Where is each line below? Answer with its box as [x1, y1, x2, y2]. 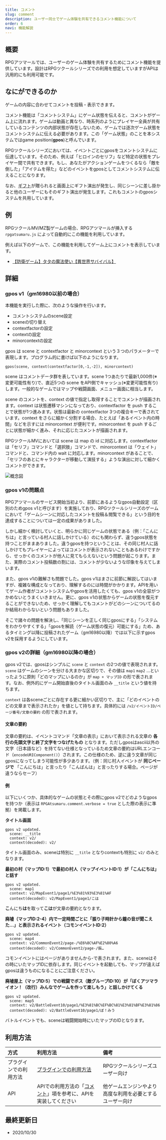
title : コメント [5, 7, 36, 12]
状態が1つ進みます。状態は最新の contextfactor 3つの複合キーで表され [13, 409, 156, 415]
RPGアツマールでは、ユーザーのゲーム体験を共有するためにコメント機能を [5, 59, 157, 65]
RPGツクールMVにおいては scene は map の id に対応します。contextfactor [5, 438, 158, 444]
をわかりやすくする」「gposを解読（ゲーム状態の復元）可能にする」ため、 [5, 623, 156, 629]
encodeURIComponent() [14, 753, 58, 758]
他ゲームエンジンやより [103, 1083, 157, 1090]
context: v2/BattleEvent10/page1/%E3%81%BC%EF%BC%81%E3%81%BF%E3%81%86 [9, 1003, 161, 1008]
